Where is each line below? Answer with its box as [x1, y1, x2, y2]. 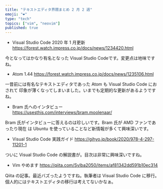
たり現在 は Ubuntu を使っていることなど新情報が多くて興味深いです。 [9, 126, 151, 132]
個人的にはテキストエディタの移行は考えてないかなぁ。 [5, 179, 116, 185]
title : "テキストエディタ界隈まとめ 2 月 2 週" [5, 7, 93, 12]
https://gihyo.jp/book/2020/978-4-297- [74, 136, 155, 142]
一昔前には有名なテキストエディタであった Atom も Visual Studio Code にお [5, 81, 158, 87]
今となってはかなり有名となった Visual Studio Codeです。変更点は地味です [5, 55, 156, 61]
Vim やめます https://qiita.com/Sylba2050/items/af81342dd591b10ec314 [12, 162, 158, 168]
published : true [5, 26, 38, 30]
